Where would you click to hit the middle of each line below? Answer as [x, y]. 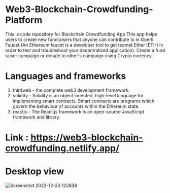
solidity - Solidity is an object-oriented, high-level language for [78, 95]
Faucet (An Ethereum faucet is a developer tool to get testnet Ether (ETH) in [84, 45]
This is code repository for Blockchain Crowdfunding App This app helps [81, 34]
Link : [17, 138]
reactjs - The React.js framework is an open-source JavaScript [78, 111]
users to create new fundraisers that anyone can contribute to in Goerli [79, 40]
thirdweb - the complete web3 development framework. [71, 90]
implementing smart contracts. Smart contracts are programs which [83, 101]
